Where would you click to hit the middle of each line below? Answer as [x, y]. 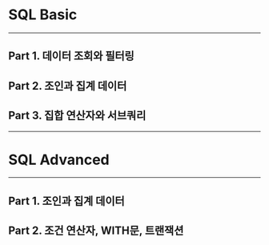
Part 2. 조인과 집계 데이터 [68, 86]
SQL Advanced [59, 160]
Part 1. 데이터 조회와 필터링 [71, 56]
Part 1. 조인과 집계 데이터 [67, 201]
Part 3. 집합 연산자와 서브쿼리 [77, 116]
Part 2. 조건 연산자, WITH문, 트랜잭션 [96, 231]
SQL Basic [43, 15]
